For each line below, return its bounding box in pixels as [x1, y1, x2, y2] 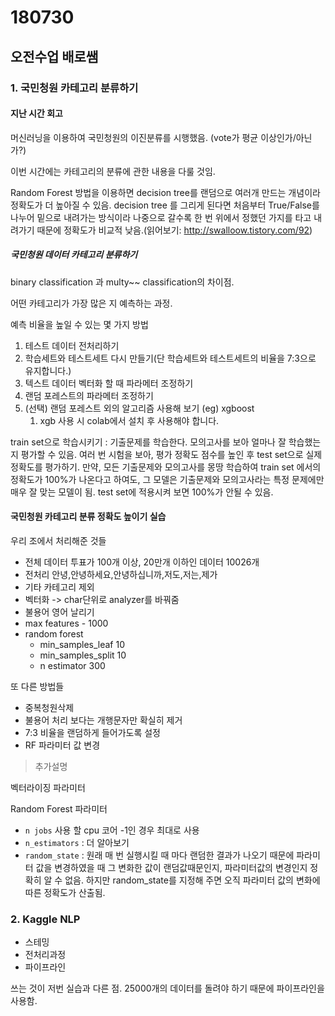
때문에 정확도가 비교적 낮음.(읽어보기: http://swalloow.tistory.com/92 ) [36, 224, 313, 236]
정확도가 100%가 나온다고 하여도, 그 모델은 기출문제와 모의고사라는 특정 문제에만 [10, 473, 325, 485]
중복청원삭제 [24, 701, 75, 713]
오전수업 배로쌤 [10, 48, 99, 65]
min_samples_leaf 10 [39, 638, 125, 650]
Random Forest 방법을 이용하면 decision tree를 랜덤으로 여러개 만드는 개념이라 [10, 186, 321, 198]
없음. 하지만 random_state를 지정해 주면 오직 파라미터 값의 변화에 [64, 874, 321, 886]
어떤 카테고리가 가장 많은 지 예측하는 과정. [10, 297, 173, 309]
